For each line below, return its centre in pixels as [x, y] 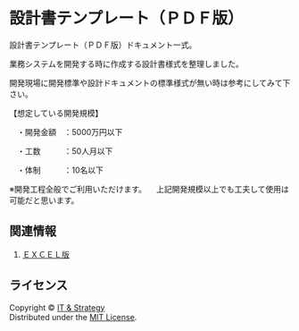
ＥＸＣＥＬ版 [46, 254]
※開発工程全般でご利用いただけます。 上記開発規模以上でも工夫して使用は [149, 189]
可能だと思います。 [44, 200]
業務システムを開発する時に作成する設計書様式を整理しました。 [126, 64]
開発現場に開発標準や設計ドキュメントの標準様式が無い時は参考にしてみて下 [150, 82]
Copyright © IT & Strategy [57, 307]
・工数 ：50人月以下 [65, 151]
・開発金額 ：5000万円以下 [70, 132]
